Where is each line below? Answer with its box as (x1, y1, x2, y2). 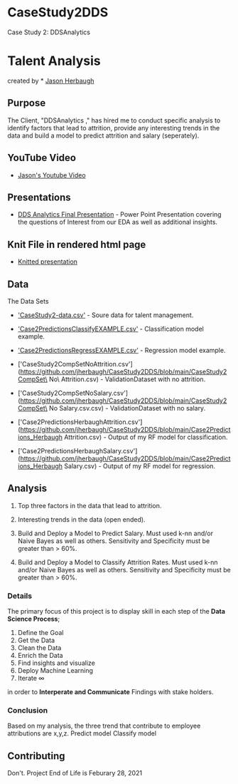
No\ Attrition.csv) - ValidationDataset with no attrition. (48, 375, 206, 383)
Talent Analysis (7, 53, 101, 69)
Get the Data (17, 636, 55, 645)
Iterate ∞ (17, 674, 45, 683)
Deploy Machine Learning (17, 666, 94, 675)
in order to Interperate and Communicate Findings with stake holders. (7, 688, 215, 696)
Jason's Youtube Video (17, 170, 87, 179)
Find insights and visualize (17, 659, 96, 667)
